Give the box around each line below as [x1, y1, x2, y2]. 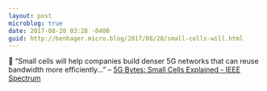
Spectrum [8, 73, 42, 83]
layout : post [8, 11, 52, 20]
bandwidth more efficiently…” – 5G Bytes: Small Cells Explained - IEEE [8, 65, 240, 75]
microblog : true [8, 19, 63, 27]
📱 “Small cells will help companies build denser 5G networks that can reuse [8, 56, 260, 66]
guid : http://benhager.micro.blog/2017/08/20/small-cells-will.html [8, 34, 244, 43]
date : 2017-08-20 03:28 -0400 [8, 27, 111, 35]
